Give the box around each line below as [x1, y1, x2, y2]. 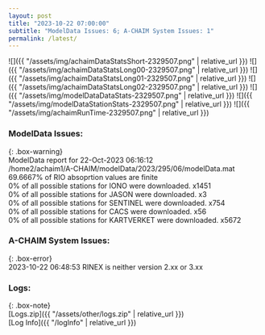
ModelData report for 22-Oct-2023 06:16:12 [8, 155, 154, 165]
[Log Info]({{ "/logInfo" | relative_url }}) [8, 318, 137, 328]
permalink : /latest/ [8, 34, 78, 43]
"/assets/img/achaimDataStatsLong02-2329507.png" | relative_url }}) [19, 82, 249, 92]
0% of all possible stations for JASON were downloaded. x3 [8, 189, 207, 199]
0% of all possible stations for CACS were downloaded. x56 [8, 207, 207, 216]
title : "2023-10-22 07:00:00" [8, 19, 110, 27]
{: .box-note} [8, 300, 51, 311]
